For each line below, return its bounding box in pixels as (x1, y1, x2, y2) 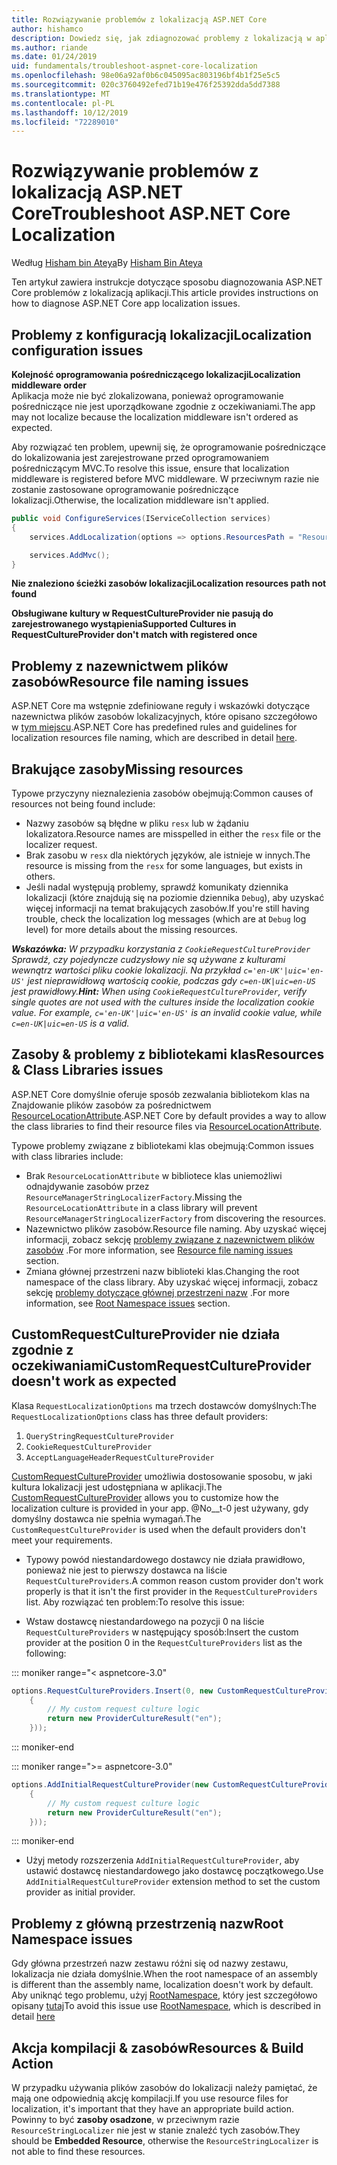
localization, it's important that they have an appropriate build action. (11, 2103, 295, 2115)
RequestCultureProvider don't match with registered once (11, 629, 258, 641)
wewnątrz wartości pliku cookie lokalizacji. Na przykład (11, 964, 242, 976)
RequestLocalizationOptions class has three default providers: (11, 1410, 269, 1422)
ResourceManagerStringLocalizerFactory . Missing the (25, 1191, 243, 1203)
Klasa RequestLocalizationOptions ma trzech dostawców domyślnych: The (11, 1399, 318, 1411)
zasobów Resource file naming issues (11, 673, 249, 690)
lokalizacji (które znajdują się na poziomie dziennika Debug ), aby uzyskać (25, 892, 325, 903)
